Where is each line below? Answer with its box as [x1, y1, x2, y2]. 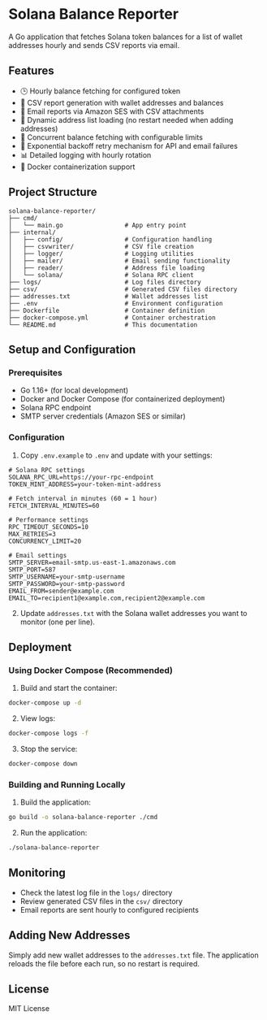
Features [8, 64, 54, 78]
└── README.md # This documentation [8, 320, 198, 329]
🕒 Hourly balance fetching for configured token [19, 86, 181, 96]
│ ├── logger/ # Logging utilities [8, 250, 195, 258]
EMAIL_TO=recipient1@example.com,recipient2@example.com [8, 594, 205, 602]
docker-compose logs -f [8, 729, 89, 738]
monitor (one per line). [19, 617, 96, 627]
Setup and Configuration [8, 342, 136, 356]
